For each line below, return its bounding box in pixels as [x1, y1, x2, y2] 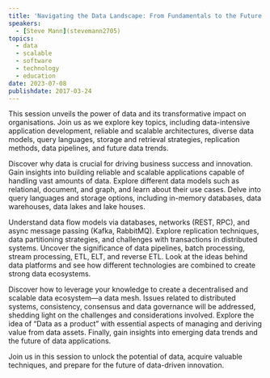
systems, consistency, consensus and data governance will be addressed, [8, 302, 256, 312]
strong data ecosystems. [8, 269, 91, 279]
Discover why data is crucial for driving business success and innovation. [8, 159, 253, 169]
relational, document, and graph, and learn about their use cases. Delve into [8, 185, 261, 195]
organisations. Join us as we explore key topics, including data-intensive [8, 118, 251, 128]
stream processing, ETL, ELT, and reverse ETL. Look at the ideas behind [8, 252, 248, 262]
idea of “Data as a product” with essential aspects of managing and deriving [8, 319, 263, 329]
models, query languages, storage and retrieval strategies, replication [8, 135, 240, 145]
